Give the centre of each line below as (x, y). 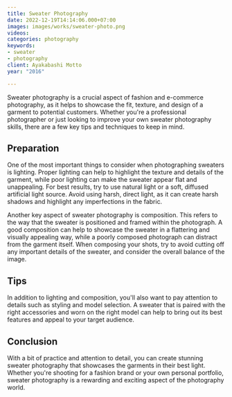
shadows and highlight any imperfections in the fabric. (85, 202)
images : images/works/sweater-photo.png (66, 26)
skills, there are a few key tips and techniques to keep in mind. (96, 127)
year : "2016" (26, 71)
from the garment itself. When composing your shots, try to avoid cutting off (116, 244)
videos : (18, 33)
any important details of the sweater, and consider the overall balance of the (116, 252)
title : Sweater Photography (48, 13)
